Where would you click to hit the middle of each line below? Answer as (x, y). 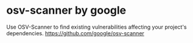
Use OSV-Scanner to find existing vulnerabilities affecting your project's (96, 27)
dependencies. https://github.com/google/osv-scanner (75, 33)
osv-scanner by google (66, 10)
